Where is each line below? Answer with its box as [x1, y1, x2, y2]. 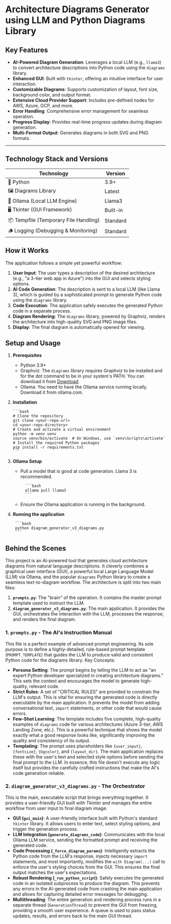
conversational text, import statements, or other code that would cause [12, 705, 162, 711]
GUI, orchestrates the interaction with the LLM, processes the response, [12, 611, 164, 617]
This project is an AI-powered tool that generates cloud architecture [5, 558, 148, 564]
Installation [12, 399, 37, 406]
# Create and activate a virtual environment [12, 427, 111, 432]
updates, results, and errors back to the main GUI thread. [12, 913, 132, 919]
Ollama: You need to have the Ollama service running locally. [20, 384, 148, 390]
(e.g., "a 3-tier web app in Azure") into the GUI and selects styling [12, 275, 151, 281]
